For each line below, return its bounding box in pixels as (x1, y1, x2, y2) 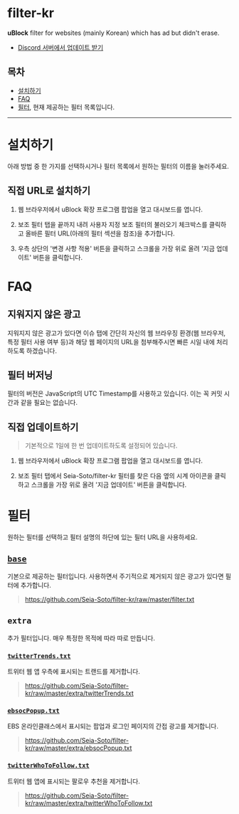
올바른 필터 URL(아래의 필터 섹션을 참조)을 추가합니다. (25, 229, 176, 238)
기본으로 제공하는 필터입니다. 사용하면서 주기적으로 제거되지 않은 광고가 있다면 (7, 571, 224, 581)
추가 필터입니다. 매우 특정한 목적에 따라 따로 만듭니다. (7, 633, 155, 642)
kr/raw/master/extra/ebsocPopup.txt (24, 744, 132, 752)
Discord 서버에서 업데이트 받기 (17, 43, 104, 51)
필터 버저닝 (7, 369, 53, 381)
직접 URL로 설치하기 (7, 185, 91, 197)
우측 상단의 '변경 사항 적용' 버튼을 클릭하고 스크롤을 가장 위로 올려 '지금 (17, 244, 216, 253)
